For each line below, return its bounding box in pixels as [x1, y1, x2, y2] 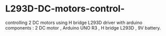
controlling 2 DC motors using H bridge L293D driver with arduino [5, 19, 143, 25]
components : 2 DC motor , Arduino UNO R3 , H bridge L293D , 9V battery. [5, 24, 161, 30]
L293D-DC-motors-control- [5, 3, 125, 14]
